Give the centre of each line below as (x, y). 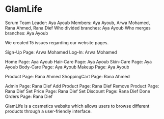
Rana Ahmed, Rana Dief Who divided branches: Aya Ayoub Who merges (78, 28)
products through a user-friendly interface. (48, 111)
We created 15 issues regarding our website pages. (57, 42)
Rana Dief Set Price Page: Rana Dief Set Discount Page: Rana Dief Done (78, 91)
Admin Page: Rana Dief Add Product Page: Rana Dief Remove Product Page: (82, 86)
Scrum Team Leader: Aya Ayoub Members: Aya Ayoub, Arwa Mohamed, (78, 23)
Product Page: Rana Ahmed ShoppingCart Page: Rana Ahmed (68, 76)
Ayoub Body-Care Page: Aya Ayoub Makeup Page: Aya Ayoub (67, 67)
